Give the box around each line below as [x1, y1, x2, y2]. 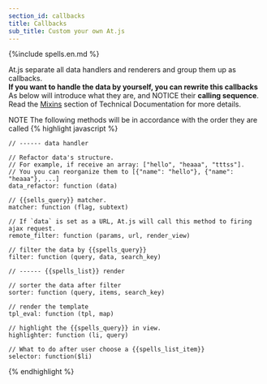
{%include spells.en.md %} [8, 50, 100, 59]
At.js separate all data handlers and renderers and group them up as [8, 65, 237, 75]
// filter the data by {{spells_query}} [8, 246, 148, 254]
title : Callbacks [8, 19, 67, 28]
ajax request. [8, 225, 57, 233]
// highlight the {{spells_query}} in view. [8, 324, 161, 333]
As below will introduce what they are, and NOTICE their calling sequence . [8, 91, 260, 101]
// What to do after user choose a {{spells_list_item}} [8, 346, 205, 354]
